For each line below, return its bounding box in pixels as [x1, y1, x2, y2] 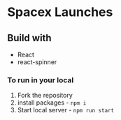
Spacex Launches [7, 4, 113, 20]
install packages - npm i [17, 98, 87, 107]
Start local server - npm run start [17, 106, 114, 114]
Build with [7, 32, 52, 44]
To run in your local [7, 75, 74, 84]
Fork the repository [17, 91, 73, 100]
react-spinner [17, 58, 57, 66]
